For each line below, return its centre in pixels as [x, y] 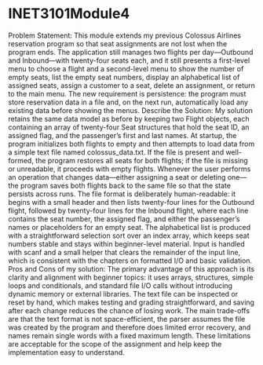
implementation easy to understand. [67, 352]
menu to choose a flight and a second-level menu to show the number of [126, 68]
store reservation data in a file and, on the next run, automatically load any [128, 102]
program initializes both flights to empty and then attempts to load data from [131, 144]
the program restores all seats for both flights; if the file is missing [142, 160]
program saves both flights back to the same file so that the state [126, 185]
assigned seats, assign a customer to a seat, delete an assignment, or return [131, 85]
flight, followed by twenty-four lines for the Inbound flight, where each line [128, 210]
